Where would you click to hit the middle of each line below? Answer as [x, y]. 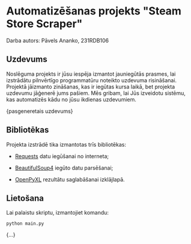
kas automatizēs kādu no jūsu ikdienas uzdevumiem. [71, 99]
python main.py [25, 224]
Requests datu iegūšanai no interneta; [62, 156]
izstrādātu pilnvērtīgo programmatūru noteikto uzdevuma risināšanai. [92, 80]
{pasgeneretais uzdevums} [40, 111]
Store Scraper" [44, 24]
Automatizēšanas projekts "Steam [94, 11]
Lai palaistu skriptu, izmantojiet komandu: [58, 213]
